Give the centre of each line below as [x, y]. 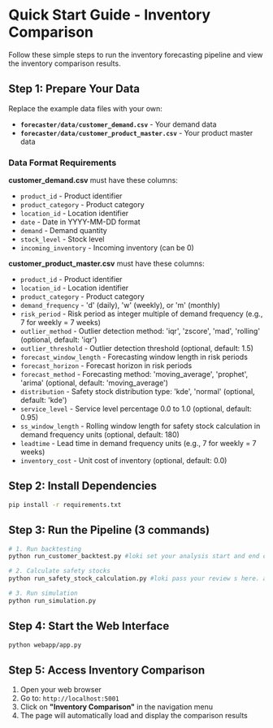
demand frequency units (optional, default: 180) [100, 435]
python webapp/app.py [45, 645]
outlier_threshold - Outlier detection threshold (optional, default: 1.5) [137, 349]
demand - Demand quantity [63, 231]
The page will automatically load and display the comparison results [134, 716]
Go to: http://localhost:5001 [69, 698]
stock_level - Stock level [62, 239]
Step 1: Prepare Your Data [74, 89]
